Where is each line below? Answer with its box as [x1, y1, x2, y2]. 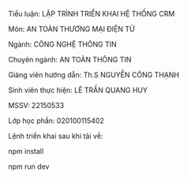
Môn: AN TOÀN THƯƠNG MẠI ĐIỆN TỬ [8, 24, 136, 33]
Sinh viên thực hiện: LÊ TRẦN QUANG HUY [8, 85, 148, 95]
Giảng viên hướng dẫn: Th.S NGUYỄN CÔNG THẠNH [8, 70, 180, 80]
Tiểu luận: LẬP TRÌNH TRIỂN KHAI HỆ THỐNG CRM [8, 9, 175, 18]
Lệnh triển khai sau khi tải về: [8, 132, 103, 140]
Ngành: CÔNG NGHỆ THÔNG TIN [8, 39, 117, 49]
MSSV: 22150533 [8, 101, 65, 110]
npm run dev [8, 162, 50, 171]
